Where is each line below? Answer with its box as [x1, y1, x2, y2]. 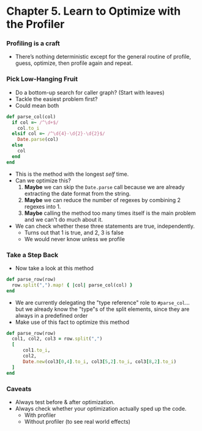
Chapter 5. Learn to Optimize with [6, 4, 181, 18]
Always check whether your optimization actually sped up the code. [15, 405, 187, 412]
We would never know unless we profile [24, 235, 125, 242]
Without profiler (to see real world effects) [24, 418, 130, 425]
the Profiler [6, 17, 65, 31]
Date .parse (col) [17, 137, 59, 143]
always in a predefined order [15, 312, 88, 319]
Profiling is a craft [6, 39, 60, 48]
